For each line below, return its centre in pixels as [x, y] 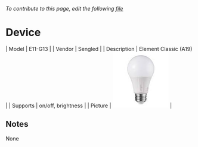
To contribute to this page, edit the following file [64, 9]
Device [23, 33]
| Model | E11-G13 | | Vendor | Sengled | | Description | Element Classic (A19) [99, 49]
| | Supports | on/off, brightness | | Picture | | [89, 106]
